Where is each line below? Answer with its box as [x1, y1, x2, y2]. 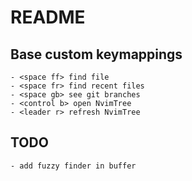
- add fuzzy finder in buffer [10, 161, 137, 171]
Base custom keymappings [10, 46, 183, 63]
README [10, 6, 86, 29]
